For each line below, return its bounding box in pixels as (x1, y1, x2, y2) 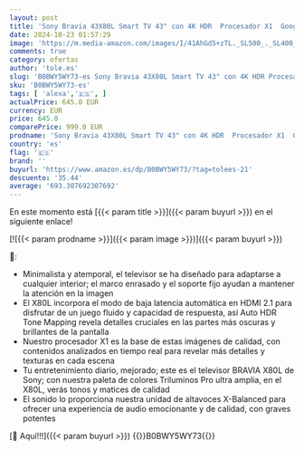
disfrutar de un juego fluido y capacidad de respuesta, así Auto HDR (22, 307, 278, 318)
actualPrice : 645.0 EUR (9, 97, 100, 107)
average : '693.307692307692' (9, 182, 119, 191)
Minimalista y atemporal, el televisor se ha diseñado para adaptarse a (22, 269, 281, 280)
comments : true (9, 47, 67, 56)
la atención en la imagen (22, 288, 114, 299)
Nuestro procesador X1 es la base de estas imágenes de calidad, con (22, 336, 280, 347)
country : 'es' (9, 139, 63, 148)
